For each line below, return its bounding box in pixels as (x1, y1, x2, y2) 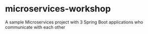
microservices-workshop (5, 3, 111, 14)
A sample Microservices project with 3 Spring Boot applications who (5, 19, 144, 25)
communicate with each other (5, 24, 66, 30)
